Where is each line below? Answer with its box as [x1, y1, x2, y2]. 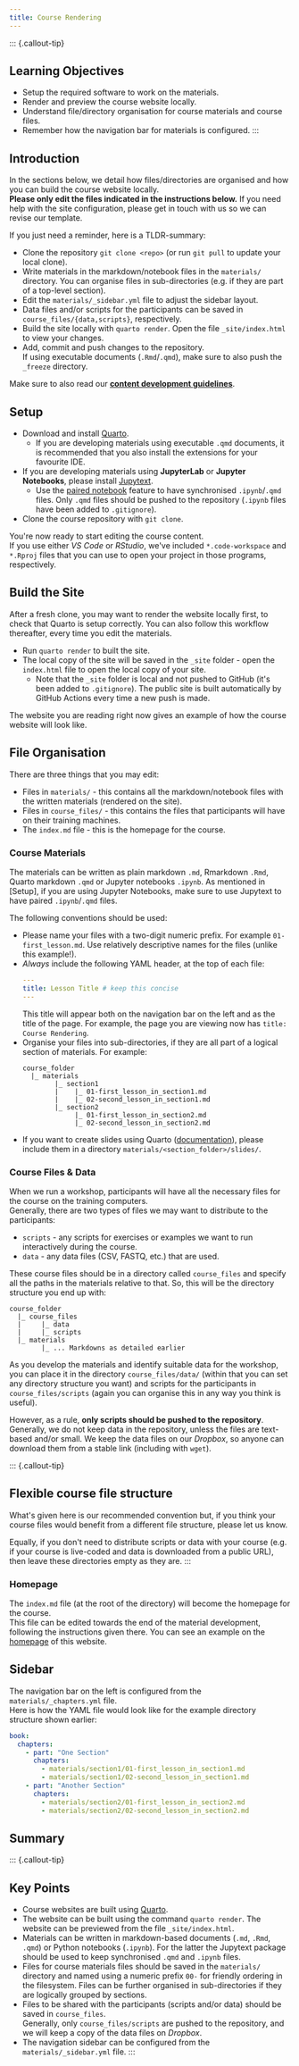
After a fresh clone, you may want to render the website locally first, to [9, 608, 269, 619]
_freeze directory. [21, 361, 88, 372]
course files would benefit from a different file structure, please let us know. [9, 1519, 288, 1530]
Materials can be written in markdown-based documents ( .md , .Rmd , [21, 1933, 270, 1944]
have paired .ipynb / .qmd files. [9, 895, 118, 906]
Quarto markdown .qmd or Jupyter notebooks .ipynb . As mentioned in [9, 876, 266, 887]
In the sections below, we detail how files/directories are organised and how [9, 175, 289, 186]
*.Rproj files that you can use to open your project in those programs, [9, 550, 267, 561]
